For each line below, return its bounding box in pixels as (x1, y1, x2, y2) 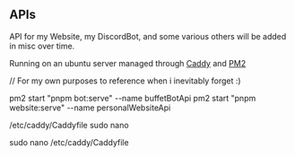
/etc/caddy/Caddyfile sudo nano (9, 119, 129, 130)
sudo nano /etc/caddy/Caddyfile (9, 136, 129, 147)
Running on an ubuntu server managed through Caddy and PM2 (9, 57, 247, 68)
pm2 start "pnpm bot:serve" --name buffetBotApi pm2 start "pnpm (9, 92, 256, 103)
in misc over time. (9, 40, 75, 51)
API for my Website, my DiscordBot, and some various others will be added (9, 31, 287, 41)
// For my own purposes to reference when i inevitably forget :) (9, 75, 241, 86)
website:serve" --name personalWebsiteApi (9, 102, 171, 113)
